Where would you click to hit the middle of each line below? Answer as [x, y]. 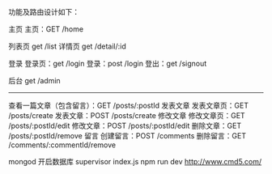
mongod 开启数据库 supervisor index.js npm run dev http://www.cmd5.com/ [135, 161]
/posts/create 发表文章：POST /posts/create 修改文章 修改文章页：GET [127, 115]
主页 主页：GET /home [46, 29]
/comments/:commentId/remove [62, 145]
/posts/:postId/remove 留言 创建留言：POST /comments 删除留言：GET [127, 136]
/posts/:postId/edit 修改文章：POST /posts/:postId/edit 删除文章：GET [125, 125]
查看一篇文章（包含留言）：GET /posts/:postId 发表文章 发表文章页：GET [129, 105]
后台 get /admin [34, 81]
